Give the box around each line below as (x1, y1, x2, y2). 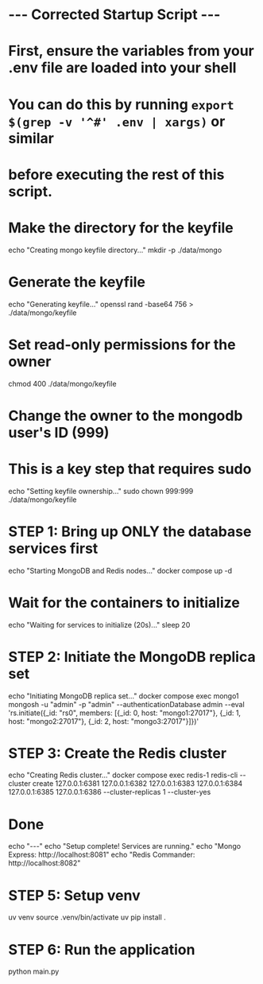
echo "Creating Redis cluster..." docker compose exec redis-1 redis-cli (8, 770, 238, 780)
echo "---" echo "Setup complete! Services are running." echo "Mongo (8, 842, 241, 851)
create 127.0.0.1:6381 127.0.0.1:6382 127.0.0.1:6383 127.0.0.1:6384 (32, 779, 243, 788)
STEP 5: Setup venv (8, 886, 141, 904)
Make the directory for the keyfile (8, 219, 234, 236)
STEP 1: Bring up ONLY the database (8, 523, 252, 540)
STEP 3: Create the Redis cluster (8, 744, 227, 762)
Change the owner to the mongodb (8, 406, 243, 425)
